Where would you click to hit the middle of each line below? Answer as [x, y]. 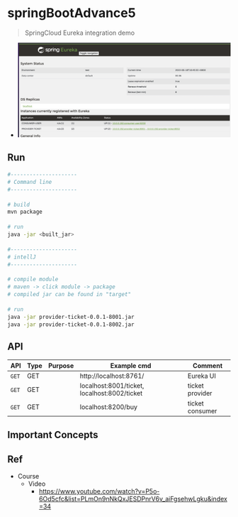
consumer [202, 410]
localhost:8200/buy [109, 407]
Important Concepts [53, 435]
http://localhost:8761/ [112, 376]
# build [19, 205]
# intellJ [22, 257]
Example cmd [131, 365]
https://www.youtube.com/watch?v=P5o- [99, 491]
